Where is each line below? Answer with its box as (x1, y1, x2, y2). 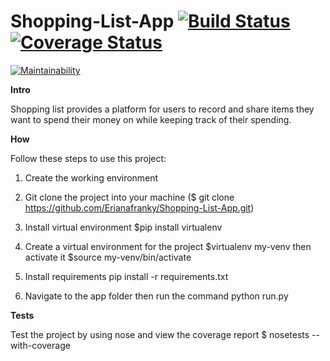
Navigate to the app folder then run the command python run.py (24, 290, 289, 302)
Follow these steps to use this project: (10, 152, 167, 164)
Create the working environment (24, 171, 159, 184)
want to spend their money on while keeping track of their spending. (10, 113, 292, 125)
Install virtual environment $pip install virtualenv (24, 221, 223, 233)
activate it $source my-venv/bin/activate (24, 251, 192, 263)
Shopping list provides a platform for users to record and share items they (10, 103, 315, 115)
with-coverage (10, 339, 71, 351)
